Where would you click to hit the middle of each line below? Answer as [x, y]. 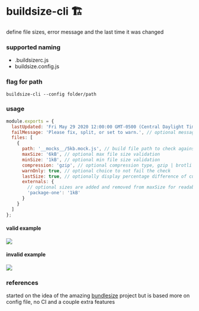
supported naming [33, 47]
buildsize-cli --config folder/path [51, 94]
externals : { [38, 182]
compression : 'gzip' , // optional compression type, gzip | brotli [107, 165]
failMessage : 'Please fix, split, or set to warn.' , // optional [94, 132]
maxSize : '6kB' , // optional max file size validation [91, 155]
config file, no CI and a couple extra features [61, 302]
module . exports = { [30, 121]
